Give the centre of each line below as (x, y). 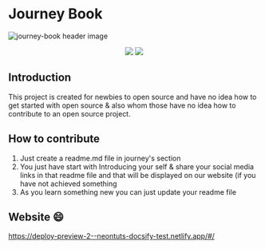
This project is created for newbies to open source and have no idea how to (132, 97)
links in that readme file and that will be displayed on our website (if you (138, 175)
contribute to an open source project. (69, 113)
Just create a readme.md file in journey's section (100, 158)
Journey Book (55, 14)
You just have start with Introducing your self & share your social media (136, 166)
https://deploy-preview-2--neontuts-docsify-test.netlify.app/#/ (112, 236)
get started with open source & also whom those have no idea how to (122, 105)
